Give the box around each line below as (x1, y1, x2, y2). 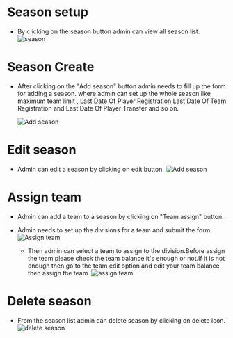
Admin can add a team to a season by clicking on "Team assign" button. (17, 212, 224, 220)
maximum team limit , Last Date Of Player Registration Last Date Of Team (17, 97, 227, 105)
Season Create (7, 59, 95, 75)
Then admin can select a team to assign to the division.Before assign (27, 246, 225, 255)
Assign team (7, 189, 82, 205)
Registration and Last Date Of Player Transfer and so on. (17, 104, 179, 112)
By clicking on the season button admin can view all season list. (17, 27, 200, 35)
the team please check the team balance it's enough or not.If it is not (27, 254, 225, 262)
